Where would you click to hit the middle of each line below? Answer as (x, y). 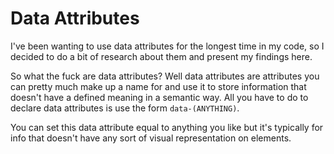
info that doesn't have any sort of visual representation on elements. (151, 138)
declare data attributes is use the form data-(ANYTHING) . (125, 108)
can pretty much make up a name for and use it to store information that (158, 86)
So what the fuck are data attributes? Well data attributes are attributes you (165, 76)
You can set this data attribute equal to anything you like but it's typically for (167, 127)
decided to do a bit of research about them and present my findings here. (161, 56)
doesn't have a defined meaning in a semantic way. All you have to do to (159, 97)
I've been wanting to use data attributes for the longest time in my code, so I (167, 46)
